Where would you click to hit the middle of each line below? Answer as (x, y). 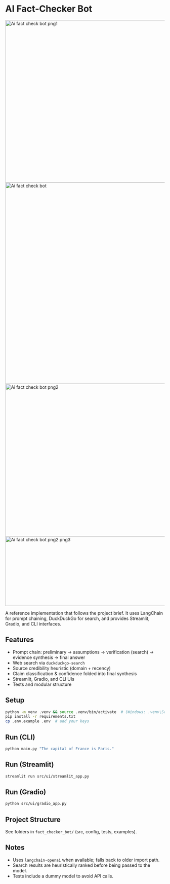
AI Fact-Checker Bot (49, 9)
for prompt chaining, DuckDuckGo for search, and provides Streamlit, (77, 618)
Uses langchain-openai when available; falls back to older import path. (86, 860)
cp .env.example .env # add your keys (47, 721)
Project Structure (33, 819)
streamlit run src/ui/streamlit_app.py (47, 776)
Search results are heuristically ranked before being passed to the (81, 865)
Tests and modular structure (42, 684)
